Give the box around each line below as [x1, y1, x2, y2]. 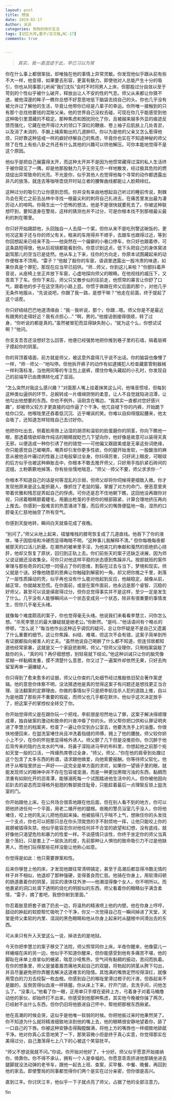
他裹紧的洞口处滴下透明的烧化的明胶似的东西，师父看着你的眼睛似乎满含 [5, 885, 158, 891]
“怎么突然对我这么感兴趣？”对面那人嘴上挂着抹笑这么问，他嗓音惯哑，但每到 [5, 384, 166, 391]
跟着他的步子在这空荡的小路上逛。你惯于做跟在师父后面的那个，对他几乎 [14, 283, 167, 289]
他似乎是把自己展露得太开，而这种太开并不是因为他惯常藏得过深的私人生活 [5, 159, 162, 165]
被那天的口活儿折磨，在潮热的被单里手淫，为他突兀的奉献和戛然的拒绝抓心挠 [5, 544, 167, 550]
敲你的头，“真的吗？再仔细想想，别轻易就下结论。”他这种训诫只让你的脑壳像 [5, 650, 164, 657]
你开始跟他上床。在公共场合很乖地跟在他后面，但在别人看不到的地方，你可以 [5, 799, 167, 805]
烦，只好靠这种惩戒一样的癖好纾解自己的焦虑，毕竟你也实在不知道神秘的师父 [5, 134, 167, 141]
